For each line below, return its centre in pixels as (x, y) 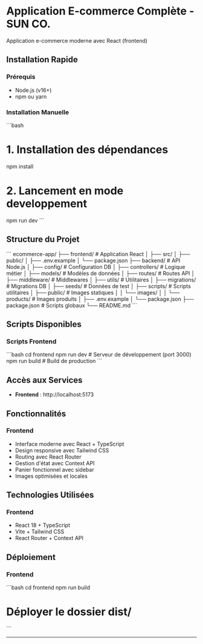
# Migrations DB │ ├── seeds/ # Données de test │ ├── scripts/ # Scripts (99, 286)
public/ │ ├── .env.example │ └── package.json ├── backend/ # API (93, 260)
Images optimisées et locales (51, 476)
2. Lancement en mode (65, 191)
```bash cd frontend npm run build (48, 588)
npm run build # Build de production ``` (54, 361)
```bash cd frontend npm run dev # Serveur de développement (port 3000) (99, 355)
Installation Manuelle (38, 112)
